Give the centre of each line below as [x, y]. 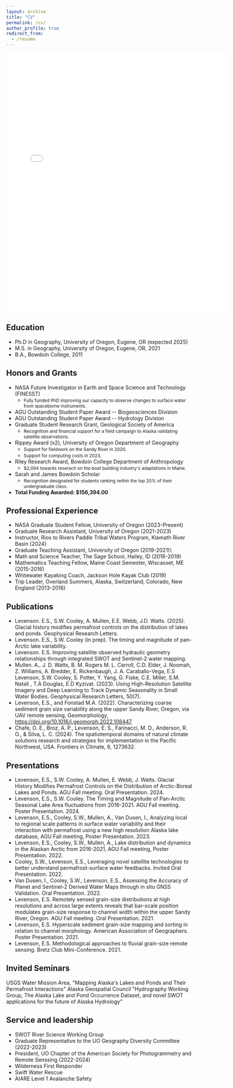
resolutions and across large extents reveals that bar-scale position [97, 906]
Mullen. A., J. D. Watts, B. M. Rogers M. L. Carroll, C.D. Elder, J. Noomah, [103, 665]
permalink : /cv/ [26, 23]
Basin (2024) [30, 544]
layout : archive [26, 12]
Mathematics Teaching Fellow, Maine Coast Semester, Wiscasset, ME [99, 563]
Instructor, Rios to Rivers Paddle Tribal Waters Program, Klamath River [100, 537]
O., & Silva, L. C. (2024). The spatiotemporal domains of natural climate [101, 734]
